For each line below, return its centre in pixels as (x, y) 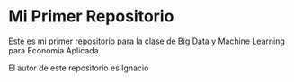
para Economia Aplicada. (55, 50)
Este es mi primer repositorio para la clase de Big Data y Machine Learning (147, 41)
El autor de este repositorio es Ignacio (79, 68)
